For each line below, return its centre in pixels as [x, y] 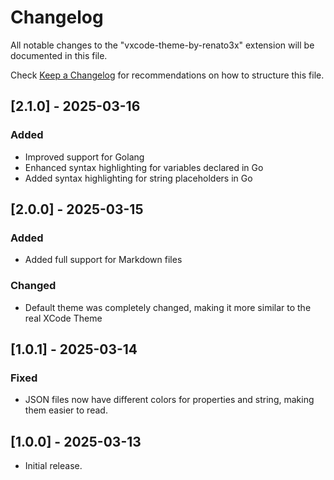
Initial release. [53, 466]
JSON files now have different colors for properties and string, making [169, 400]
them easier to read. [66, 410]
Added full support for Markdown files [103, 260]
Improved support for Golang [84, 157]
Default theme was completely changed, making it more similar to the [168, 307]
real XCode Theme [63, 318]
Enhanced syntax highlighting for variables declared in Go [144, 167]
